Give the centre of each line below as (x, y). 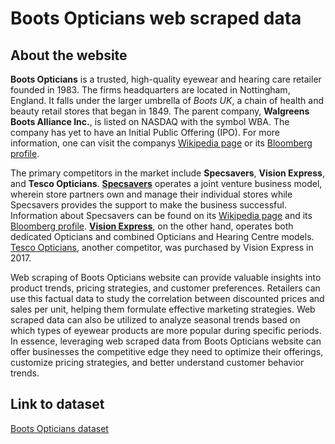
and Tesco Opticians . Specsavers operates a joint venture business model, (166, 183)
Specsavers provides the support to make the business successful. (148, 205)
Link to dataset (57, 404)
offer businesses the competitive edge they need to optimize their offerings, (167, 351)
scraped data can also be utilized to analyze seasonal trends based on (155, 320)
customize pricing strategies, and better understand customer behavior (157, 362)
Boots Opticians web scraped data (156, 18)
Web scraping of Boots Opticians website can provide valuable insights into (166, 277)
